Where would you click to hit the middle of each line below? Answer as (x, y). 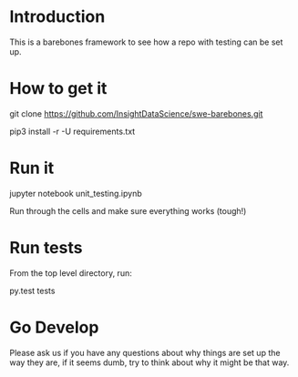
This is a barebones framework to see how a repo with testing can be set (146, 42)
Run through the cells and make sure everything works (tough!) (128, 210)
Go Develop (54, 327)
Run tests (46, 248)
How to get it (58, 89)
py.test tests (32, 290)
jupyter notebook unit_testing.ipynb (76, 193)
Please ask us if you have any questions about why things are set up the (145, 352)
